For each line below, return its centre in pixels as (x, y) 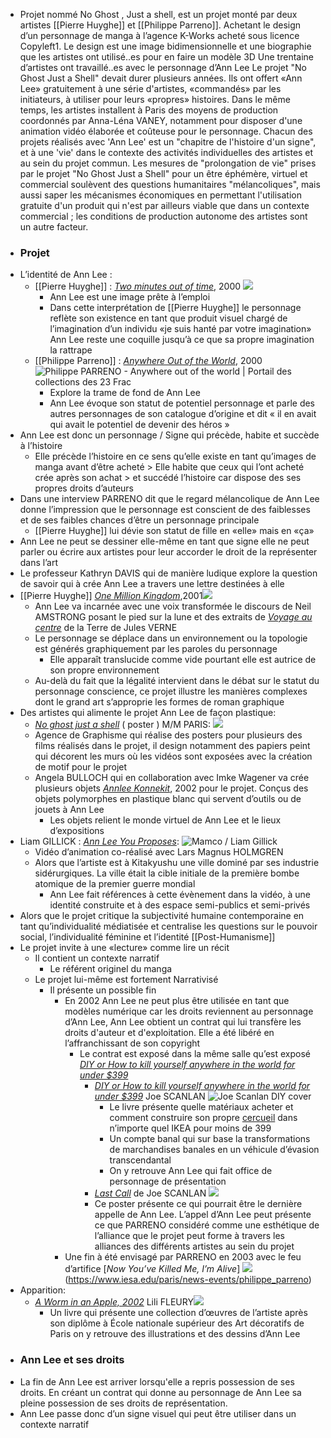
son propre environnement (104, 670)
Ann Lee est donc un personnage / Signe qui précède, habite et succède (169, 435)
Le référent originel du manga (111, 969)
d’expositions (77, 831)
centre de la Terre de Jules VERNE (106, 628)
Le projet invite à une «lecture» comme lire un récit (124, 948)
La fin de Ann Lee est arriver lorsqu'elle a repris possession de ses (157, 1381)
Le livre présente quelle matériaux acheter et (201, 1107)
